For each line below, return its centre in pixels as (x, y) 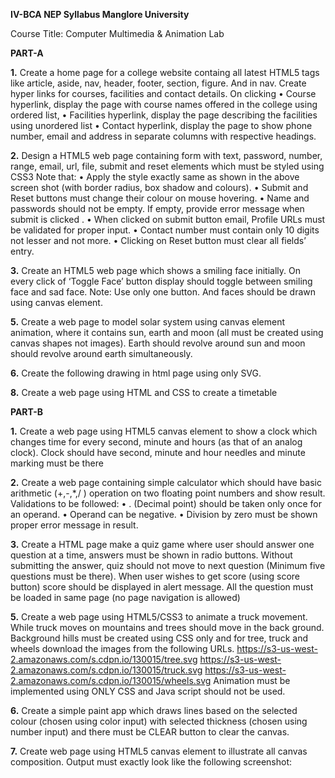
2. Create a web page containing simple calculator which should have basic (166, 482)
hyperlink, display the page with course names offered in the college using (164, 104)
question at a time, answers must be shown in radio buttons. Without (151, 555)
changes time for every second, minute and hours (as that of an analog (156, 442)
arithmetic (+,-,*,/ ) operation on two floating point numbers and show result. (168, 493)
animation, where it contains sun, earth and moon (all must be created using (167, 332)
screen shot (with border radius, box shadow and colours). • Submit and (159, 187)
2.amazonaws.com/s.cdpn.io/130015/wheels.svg (111, 680)
